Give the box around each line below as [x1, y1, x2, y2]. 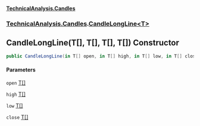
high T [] [6, 91, 26, 98]
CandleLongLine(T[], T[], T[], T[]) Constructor [6, 37, 180, 47]
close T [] [6, 114, 29, 121]
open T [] [6, 79, 26, 86]
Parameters [6, 66, 36, 73]
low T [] [6, 102, 23, 109]
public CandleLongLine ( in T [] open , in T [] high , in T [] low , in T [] [6, 53, 183, 59]
